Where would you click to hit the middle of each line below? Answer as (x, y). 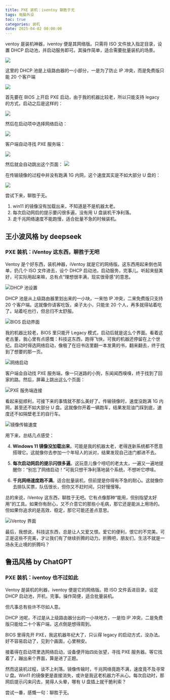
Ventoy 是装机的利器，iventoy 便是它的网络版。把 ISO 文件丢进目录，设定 (82, 589)
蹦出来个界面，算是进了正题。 (50, 658)
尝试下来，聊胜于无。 (27, 195)
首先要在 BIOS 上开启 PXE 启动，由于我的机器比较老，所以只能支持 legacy (82, 97)
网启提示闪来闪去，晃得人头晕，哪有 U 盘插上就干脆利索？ (66, 681)
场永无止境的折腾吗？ (27, 544)
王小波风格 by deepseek (44, 236)
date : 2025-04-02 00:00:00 (34, 29)
